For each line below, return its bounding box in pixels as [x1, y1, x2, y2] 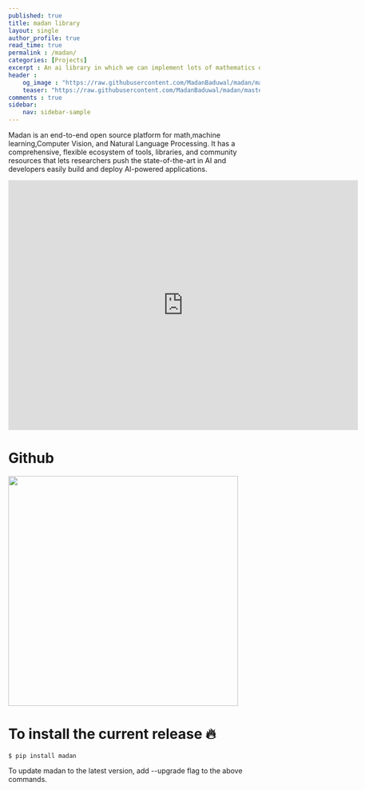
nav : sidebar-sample [22, 109, 91, 117]
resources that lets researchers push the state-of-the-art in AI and [8, 156, 227, 165]
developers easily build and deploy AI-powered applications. [8, 165, 208, 174]
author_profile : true [8, 34, 81, 42]
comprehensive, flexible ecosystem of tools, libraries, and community [8, 147, 237, 157]
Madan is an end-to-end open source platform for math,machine [8, 130, 221, 140]
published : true [8, 11, 62, 20]
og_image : [22, 78, 59, 86]
